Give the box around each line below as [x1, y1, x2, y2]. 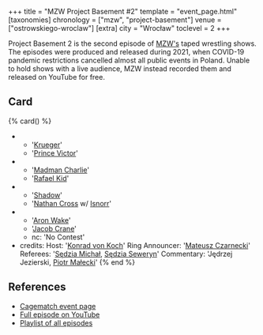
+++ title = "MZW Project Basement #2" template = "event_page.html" [8, 7, 238, 16]
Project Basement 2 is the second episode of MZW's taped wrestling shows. [8, 39, 257, 48]
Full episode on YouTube [19, 310, 100, 319]
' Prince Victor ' [31, 148, 79, 157]
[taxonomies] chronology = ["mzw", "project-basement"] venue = [8, 15, 222, 24]
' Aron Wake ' [31, 215, 71, 224]
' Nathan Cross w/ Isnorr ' [31, 198, 112, 208]
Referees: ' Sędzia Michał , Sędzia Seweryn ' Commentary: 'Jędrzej [19, 249, 233, 258]
